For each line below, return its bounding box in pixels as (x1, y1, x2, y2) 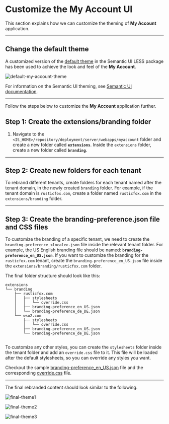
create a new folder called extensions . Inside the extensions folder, (12, 142, 152, 148)
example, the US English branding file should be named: (5, 247, 122, 253)
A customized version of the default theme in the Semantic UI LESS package (5, 58, 164, 64)
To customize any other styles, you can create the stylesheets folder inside (5, 344, 162, 350)
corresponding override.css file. (5, 370, 72, 376)
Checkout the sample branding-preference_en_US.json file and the (5, 365, 143, 371)
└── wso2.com (14, 313, 42, 318)
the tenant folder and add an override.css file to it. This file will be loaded (5, 349, 158, 356)
